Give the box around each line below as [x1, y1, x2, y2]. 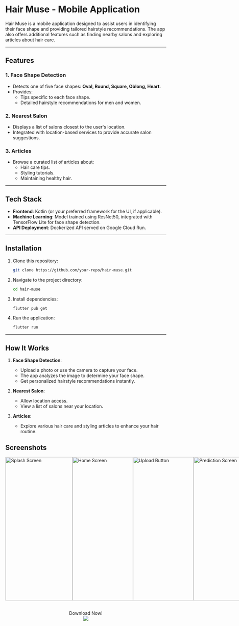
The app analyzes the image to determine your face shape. [20, 372, 145, 379]
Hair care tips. [20, 164, 50, 170]
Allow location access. [20, 398, 68, 404]
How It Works [5, 343, 50, 353]
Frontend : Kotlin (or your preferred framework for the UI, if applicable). [12, 208, 162, 215]
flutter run [12, 325, 38, 330]
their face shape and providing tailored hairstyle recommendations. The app [5, 26, 165, 32]
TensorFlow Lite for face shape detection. [12, 219, 101, 226]
